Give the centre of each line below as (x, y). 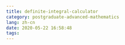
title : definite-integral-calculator (52, 11)
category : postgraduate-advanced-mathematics (62, 17)
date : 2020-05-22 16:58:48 (39, 28)
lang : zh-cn (21, 22)
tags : (13, 33)
